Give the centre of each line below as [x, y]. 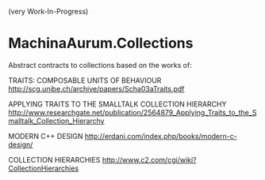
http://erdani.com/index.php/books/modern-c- [161, 136]
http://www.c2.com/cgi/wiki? [149, 159]
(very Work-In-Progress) [48, 11]
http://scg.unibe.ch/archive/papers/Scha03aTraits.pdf [96, 88]
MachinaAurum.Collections [101, 43]
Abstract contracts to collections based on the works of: [100, 65]
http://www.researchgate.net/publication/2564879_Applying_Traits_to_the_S [132, 112]
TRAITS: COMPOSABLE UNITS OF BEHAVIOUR [85, 80]
